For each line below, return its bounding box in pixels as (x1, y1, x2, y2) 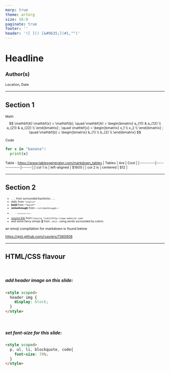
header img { (10, 295, 37, 300)
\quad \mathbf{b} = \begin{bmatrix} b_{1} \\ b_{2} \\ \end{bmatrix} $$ (28, 130, 142, 135)
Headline (5, 53, 44, 64)
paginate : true (5, 21, 37, 27)
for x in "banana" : (5, 147, 47, 152)
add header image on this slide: (5, 277, 73, 284)
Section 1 (5, 101, 34, 109)
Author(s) (5, 71, 30, 78)
